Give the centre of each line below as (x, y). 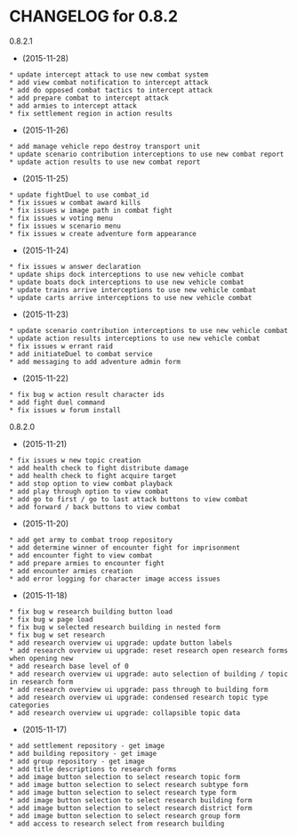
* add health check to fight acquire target (93, 475)
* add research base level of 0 (69, 666)
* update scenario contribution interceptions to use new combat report (147, 154)
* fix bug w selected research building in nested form (115, 627)
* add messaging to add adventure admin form (95, 362)
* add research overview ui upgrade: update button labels (121, 643)
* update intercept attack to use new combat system (109, 74)
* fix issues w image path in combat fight (91, 210)
